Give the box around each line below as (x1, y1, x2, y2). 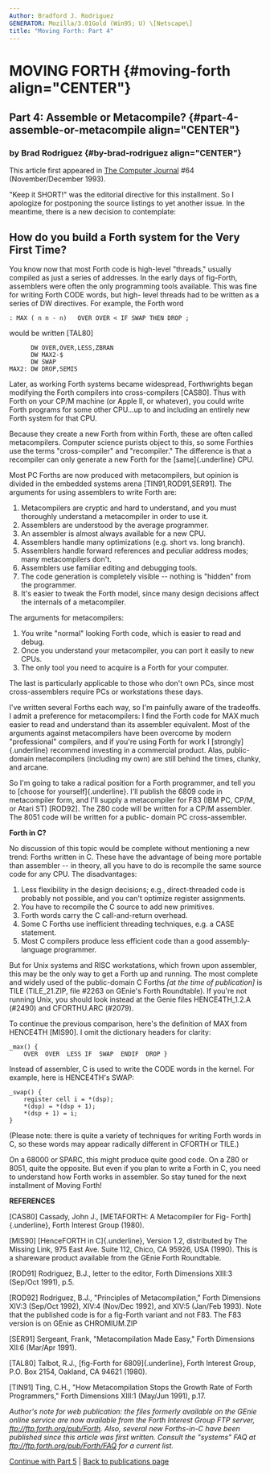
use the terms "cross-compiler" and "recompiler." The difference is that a (9, 446, 252, 456)
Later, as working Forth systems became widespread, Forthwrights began (9, 380, 254, 389)
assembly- (215, 936, 251, 946)
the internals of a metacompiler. (20, 597, 127, 607)
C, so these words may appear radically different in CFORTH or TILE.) (9, 1140, 239, 1149)
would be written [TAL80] (9, 328, 94, 338)
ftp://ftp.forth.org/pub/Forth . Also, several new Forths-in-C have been (9, 1424, 240, 1434)
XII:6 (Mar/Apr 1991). (9, 1343, 77, 1352)
